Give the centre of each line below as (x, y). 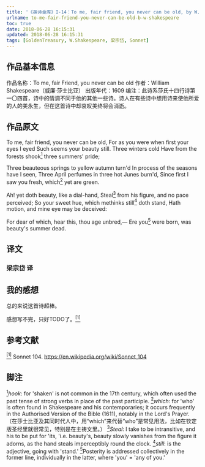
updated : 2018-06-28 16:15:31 (45, 35)
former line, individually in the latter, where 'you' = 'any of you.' (86, 458)
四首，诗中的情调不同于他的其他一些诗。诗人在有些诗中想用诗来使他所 (105, 98)
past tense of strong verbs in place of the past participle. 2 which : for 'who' (100, 400)
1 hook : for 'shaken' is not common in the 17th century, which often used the (102, 393)
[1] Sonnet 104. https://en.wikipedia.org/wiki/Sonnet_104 (76, 356)
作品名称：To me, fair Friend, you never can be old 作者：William (88, 83)
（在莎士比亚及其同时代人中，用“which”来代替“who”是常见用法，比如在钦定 (102, 421)
